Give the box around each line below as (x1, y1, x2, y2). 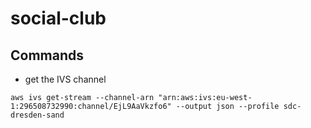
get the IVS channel (24, 73, 107, 85)
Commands (10, 47, 85, 64)
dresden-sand (10, 110, 65, 120)
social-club (10, 7, 107, 30)
